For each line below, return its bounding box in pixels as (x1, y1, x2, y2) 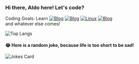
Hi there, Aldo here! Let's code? (5, 4, 84, 11)
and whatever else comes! (5, 21, 60, 27)
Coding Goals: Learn (5, 16, 48, 22)
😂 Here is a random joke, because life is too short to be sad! (5, 42, 134, 48)
